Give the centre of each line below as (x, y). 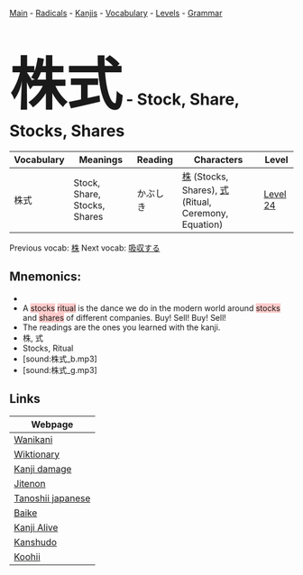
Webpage (52, 424)
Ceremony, (205, 213)
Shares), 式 (206, 190)
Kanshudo (35, 542)
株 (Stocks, (205, 177)
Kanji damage (43, 469)
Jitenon (30, 483)
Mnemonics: (46, 277)
